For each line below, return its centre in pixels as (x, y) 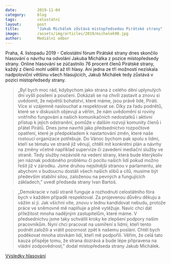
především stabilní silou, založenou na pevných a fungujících (81, 176)
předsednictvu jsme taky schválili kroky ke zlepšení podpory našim (88, 219)
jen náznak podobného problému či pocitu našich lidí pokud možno (88, 160)
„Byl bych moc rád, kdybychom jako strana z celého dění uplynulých (89, 90)
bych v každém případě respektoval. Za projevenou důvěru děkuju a (89, 197)
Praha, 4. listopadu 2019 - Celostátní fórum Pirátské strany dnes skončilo (81, 53)
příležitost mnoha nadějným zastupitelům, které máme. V (77, 213)
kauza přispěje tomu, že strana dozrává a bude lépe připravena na (87, 241)
